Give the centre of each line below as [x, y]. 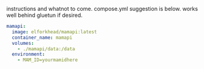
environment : [28, 54]
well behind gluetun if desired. [44, 15]
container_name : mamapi [42, 38]
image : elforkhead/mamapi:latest [55, 32]
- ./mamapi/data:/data [46, 49]
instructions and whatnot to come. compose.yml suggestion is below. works [102, 9]
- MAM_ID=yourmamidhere [48, 60]
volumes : [23, 43]
